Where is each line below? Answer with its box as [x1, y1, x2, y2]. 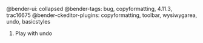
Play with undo [15, 30, 53, 37]
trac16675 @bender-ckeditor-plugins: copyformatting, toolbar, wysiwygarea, [6, 12, 198, 19]
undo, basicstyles [6, 18, 50, 25]
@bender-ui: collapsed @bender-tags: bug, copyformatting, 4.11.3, [6, 5, 173, 12]
